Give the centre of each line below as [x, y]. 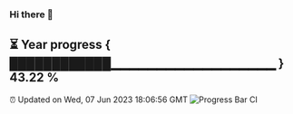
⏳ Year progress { [60, 45]
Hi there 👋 [32, 14]
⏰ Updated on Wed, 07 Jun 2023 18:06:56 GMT [99, 100]
